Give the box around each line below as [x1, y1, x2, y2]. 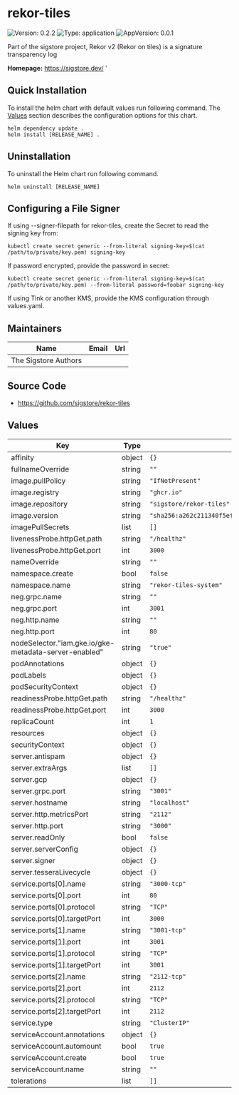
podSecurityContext [11, 681, 79, 691]
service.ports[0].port [11, 890, 81, 900]
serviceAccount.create [11, 1052, 87, 1062]
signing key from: [7, 229, 58, 238]
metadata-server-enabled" [11, 647, 104, 657]
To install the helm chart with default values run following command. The [7, 103, 221, 112]
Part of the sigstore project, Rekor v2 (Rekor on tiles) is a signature [7, 42, 203, 51]
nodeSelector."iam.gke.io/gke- [11, 638, 115, 648]
